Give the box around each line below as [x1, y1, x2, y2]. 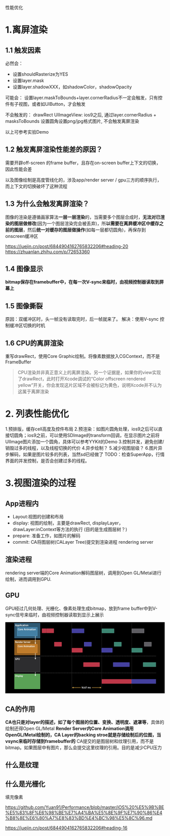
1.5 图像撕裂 [5, 301, 43, 310]
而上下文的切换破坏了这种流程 [5, 183, 67, 189]
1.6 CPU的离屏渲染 [5, 338, 64, 347]
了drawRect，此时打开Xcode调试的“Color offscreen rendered [17, 376, 146, 382]
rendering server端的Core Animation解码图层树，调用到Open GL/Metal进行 [5, 570, 162, 576]
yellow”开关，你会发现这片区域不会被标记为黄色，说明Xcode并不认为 [17, 382, 162, 388]
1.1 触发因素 [5, 46, 41, 54]
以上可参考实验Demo [5, 129, 49, 135]
